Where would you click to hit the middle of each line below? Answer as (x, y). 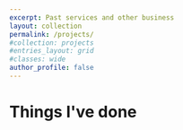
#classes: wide (38, 59)
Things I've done (73, 112)
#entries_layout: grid (52, 51)
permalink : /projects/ (52, 34)
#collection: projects (52, 43)
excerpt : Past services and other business (92, 17)
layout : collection (46, 26)
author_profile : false (52, 68)
